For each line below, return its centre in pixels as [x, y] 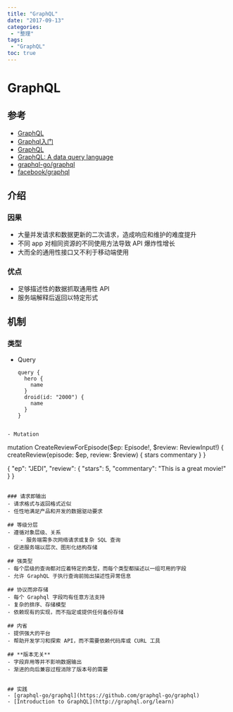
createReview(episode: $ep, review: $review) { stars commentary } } [107, 455]
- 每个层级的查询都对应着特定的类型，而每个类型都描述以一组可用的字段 [97, 568]
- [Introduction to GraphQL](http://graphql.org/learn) [91, 701]
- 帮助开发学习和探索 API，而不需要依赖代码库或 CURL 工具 [84, 641]
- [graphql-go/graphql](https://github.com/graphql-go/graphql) [103, 695]
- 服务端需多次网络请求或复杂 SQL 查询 [70, 540]
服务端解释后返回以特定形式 [58, 297]
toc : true [22, 54]
